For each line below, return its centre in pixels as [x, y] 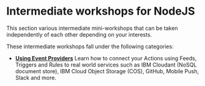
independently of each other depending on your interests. [79, 34]
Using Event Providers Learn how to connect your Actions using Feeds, [106, 58]
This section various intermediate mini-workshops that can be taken [92, 28]
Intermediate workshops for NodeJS [101, 11]
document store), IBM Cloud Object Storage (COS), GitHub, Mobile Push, [107, 71]
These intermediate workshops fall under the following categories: [90, 46]
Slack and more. [36, 77]
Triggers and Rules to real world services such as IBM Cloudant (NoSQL [106, 65]
